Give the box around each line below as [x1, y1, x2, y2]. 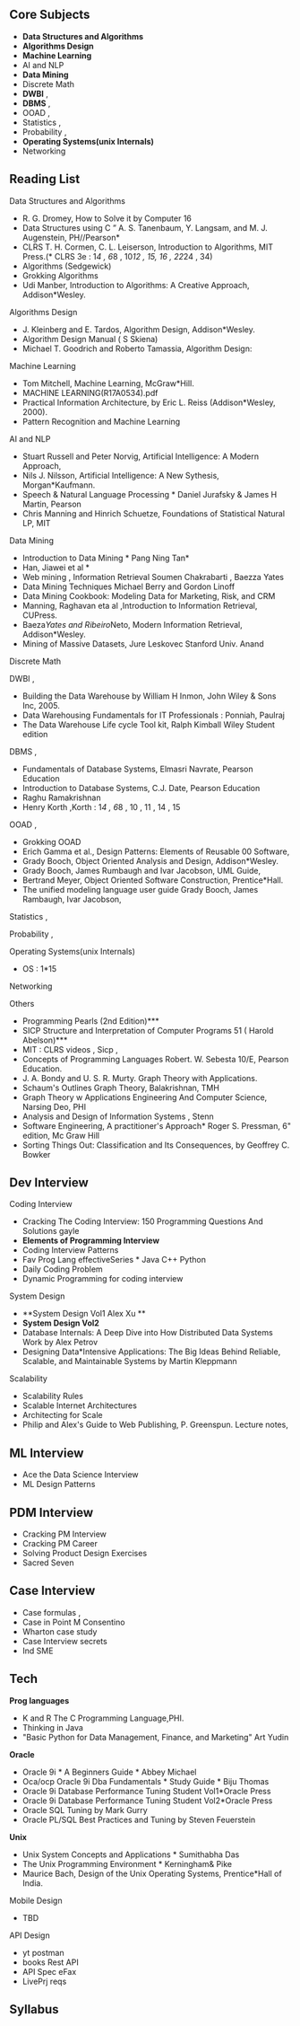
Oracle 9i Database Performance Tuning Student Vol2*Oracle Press [21, 1795, 273, 1806]
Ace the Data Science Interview [21, 1469, 139, 1480]
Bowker [21, 1149, 51, 1159]
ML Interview [9, 1445, 84, 1460]
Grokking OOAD [21, 836, 81, 847]
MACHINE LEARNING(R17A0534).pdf [21, 387, 159, 398]
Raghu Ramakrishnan [21, 792, 101, 803]
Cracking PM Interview [21, 1528, 107, 1539]
